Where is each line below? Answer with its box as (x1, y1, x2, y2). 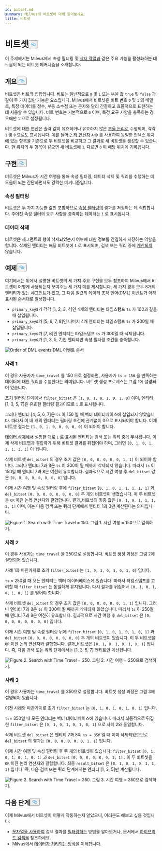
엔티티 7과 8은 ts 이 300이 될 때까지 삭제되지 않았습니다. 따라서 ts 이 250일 (10, 606, 154, 612)
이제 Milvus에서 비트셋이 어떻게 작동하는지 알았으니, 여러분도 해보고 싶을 (5, 813, 142, 818)
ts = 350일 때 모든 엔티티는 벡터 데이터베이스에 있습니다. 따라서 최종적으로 (5, 715, 145, 721)
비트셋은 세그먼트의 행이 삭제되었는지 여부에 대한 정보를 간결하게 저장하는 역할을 (5, 236, 156, 242)
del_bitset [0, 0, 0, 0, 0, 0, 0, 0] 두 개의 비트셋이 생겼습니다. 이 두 (5, 491, 143, 496)
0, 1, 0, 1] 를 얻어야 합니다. (5, 589, 61, 596)
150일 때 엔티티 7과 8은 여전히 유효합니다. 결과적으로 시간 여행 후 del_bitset (5, 468, 151, 474)
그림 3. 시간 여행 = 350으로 (91, 777, 144, 783)
